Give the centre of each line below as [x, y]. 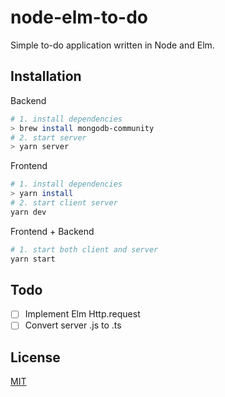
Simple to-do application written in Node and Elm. [112, 45]
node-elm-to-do [79, 17]
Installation [46, 76]
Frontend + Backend [52, 231]
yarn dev [28, 212]
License [35, 357]
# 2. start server [48, 137]
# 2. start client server [64, 203]
